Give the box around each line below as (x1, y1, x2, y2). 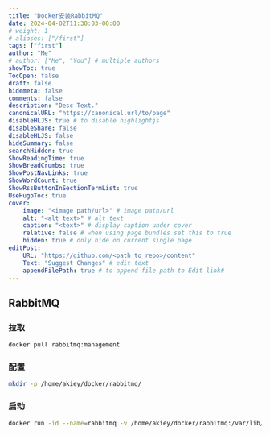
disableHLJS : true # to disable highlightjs (8, 117, 160, 125)
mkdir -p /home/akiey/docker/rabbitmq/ (8, 380, 142, 388)
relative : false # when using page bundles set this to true (22, 229, 231, 238)
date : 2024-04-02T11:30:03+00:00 (8, 19, 121, 27)
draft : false (8, 79, 52, 87)
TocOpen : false (8, 72, 59, 80)
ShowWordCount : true (8, 176, 78, 185)
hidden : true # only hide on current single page (22, 237, 193, 245)
